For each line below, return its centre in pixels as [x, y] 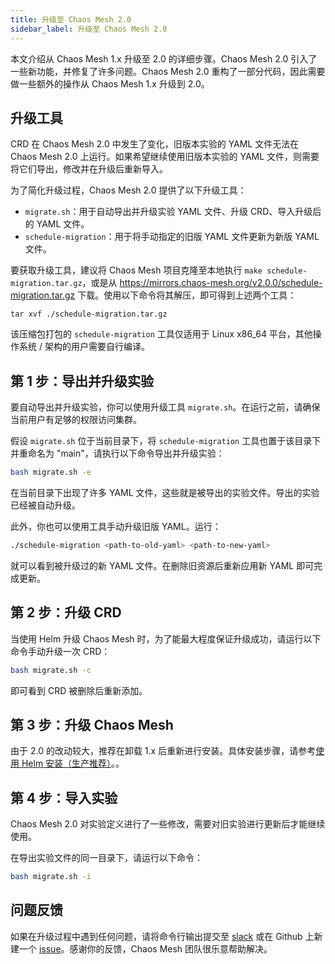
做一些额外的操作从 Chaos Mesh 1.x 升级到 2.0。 [110, 83]
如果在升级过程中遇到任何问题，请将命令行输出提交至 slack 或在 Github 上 [162, 936]
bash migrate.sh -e [51, 472]
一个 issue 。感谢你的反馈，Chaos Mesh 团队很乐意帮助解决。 [145, 948]
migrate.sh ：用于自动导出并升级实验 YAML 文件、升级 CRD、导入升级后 [173, 212]
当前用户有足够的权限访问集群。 [76, 420]
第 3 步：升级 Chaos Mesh [92, 724]
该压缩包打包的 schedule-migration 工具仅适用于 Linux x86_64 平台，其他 [161, 334]
